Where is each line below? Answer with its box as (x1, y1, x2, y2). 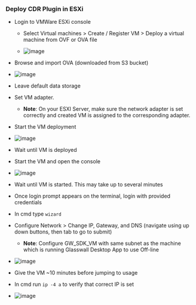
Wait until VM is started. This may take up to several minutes (14, 181, 163, 188)
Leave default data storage (14, 82, 81, 89)
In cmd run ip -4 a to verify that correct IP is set (14, 281, 134, 288)
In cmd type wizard (14, 210, 62, 217)
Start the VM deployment (14, 123, 76, 130)
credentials (14, 199, 42, 206)
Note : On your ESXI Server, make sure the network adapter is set (23, 105, 183, 113)
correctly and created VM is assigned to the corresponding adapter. (23, 112, 191, 119)
